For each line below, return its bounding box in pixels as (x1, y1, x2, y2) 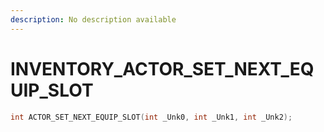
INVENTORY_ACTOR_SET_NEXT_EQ (10, 57, 315, 80)
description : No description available (10, 14, 177, 25)
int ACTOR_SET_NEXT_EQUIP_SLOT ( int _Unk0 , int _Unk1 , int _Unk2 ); (10, 112, 293, 122)
